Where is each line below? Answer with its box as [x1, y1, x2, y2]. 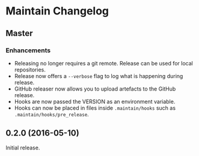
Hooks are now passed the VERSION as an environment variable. [14, 98, 176, 105]
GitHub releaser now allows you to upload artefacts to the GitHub [14, 85, 176, 92]
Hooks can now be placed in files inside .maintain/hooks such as [14, 104, 176, 112]
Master [5, 28, 34, 38]
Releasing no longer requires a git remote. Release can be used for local [14, 59, 193, 67]
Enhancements [5, 46, 51, 55]
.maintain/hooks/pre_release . [14, 110, 90, 118]
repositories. [14, 66, 46, 73]
